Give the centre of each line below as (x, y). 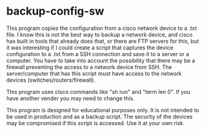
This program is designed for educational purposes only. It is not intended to (103, 110)
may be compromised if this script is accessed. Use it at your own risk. (95, 123)
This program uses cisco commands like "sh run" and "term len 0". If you (99, 92)
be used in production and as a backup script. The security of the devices (99, 117)
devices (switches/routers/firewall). (51, 80)
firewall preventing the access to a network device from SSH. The (89, 67)
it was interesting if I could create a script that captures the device (90, 48)
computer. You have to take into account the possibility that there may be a (101, 60)
